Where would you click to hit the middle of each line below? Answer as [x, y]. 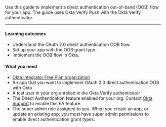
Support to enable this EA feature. [47, 104]
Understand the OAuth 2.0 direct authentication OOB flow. [71, 44]
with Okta [22, 88]
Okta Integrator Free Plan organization [51, 77]
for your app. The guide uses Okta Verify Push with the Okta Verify [73, 12]
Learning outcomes [25, 34]
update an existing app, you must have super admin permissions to [81, 114]
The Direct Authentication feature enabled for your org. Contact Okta [82, 98]
